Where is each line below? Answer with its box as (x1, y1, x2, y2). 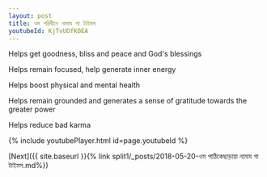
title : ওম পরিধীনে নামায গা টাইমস (8, 19, 96, 27)
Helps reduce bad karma (8, 120, 91, 130)
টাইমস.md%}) (8, 161, 49, 171)
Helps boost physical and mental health (8, 80, 140, 90)
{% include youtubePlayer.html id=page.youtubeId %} (8, 136, 189, 145)
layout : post (8, 11, 53, 20)
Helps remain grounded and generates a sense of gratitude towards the (8, 96, 248, 106)
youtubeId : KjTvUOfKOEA (8, 27, 89, 35)
